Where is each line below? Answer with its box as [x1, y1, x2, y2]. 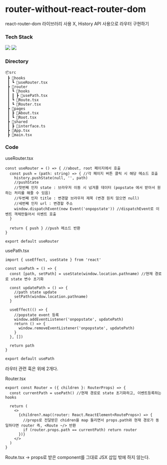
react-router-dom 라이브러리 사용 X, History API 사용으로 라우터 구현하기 [5, 20, 150, 26]
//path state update [14, 290, 57, 295]
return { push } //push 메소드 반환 [9, 226, 81, 231]
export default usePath [5, 356, 55, 361]
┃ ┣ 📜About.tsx [7, 110, 39, 115]
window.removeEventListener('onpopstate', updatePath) [18, 326, 135, 331]
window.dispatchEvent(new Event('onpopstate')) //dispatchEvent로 [14, 206, 154, 211]
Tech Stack [5, 33, 33, 40]
